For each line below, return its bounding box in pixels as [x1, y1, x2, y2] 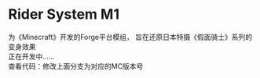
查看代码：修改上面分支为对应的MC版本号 [8, 61, 144, 71]
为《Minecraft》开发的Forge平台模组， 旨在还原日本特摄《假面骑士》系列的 [8, 32, 253, 41]
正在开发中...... [8, 51, 55, 61]
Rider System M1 [8, 5, 120, 23]
